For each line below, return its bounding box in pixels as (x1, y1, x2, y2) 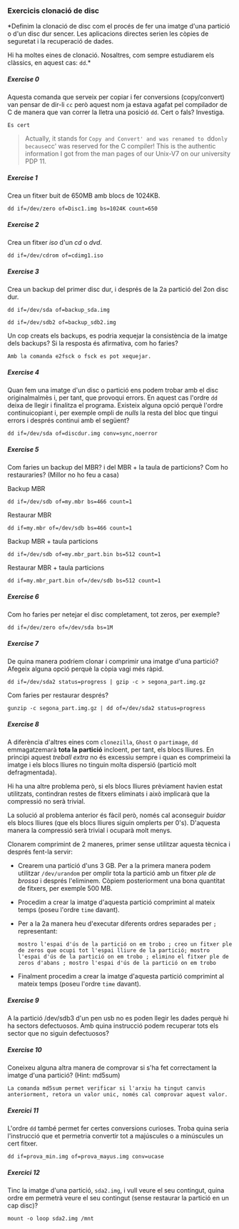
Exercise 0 (7, 74, 39, 84)
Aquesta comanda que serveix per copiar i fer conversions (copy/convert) (7, 93, 225, 101)
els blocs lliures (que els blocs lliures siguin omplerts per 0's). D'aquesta (7, 819, 220, 827)
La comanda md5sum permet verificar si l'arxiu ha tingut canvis (7, 1084, 205, 1092)
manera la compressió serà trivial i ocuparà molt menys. (7, 826, 173, 835)
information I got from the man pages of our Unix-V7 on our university (24, 149, 230, 158)
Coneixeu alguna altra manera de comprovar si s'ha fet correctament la (7, 1063, 217, 1072)
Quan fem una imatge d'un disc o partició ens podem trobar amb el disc (7, 386, 219, 395)
